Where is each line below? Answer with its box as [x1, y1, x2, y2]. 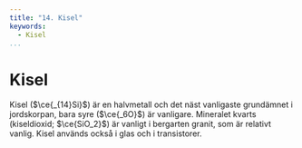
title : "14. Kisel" [9, 13, 83, 23]
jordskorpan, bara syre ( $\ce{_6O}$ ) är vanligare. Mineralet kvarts [9, 109, 257, 120]
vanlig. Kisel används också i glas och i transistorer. [9, 128, 202, 139]
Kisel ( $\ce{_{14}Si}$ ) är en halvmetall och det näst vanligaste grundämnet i [9, 99, 293, 110]
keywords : [9, 22, 47, 31]
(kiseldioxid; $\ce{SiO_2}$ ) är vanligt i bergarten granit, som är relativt [9, 119, 272, 130]
